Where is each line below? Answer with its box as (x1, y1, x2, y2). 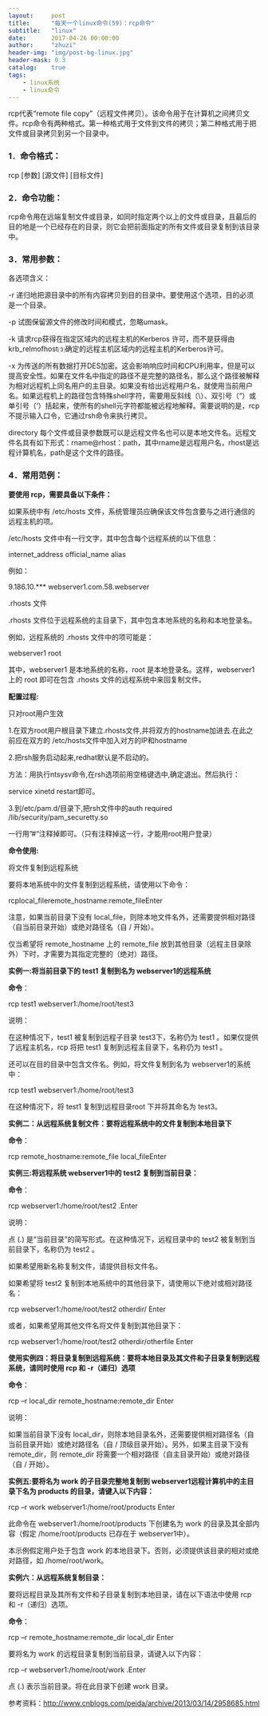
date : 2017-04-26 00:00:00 (8, 34, 120, 42)
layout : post (8, 11, 66, 20)
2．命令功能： (8, 192, 63, 204)
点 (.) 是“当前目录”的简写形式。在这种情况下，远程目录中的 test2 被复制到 (8, 1234, 249, 1244)
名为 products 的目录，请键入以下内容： (22, 1486, 155, 1496)
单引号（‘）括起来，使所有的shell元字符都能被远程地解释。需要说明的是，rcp (8, 401, 260, 411)
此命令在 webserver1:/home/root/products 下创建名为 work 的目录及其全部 (8, 1518, 253, 1528)
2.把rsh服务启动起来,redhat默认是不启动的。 (8, 752, 154, 762)
